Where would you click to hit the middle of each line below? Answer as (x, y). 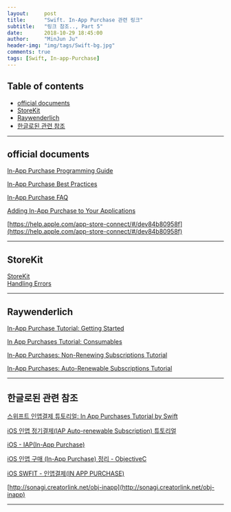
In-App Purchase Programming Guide (60, 171)
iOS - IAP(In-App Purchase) (46, 444)
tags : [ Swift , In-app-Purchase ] (53, 59)
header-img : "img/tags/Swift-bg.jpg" (61, 45)
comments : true (29, 52)
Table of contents (45, 86)
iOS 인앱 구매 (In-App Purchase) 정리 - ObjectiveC (77, 458)
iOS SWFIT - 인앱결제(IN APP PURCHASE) (66, 473)
